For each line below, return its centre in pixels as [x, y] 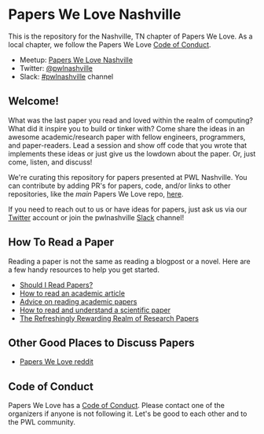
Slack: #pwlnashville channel [66, 76]
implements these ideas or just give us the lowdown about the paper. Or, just [132, 153]
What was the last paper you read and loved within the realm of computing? [131, 120]
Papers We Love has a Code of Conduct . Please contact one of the [117, 406]
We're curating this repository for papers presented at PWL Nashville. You [128, 177]
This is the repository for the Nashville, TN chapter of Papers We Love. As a [130, 36]
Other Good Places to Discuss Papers [101, 342]
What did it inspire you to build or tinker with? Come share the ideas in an [126, 128]
